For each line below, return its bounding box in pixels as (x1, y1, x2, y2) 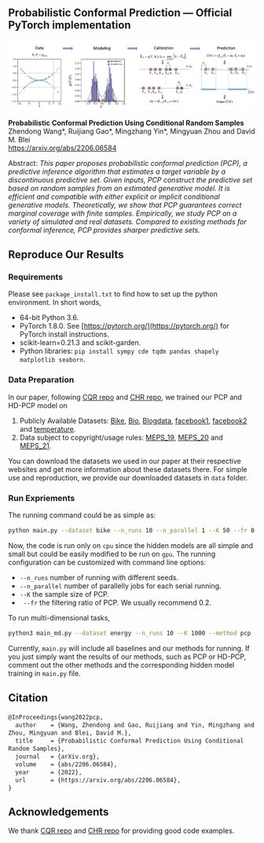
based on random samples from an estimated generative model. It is (8, 183, 230, 193)
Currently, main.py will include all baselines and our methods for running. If (8, 643, 250, 653)
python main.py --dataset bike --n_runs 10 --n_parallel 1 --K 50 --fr (8, 526, 247, 534)
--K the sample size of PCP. (19, 589, 110, 598)
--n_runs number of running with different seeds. (19, 572, 179, 582)
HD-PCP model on (8, 400, 68, 410)
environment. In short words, (8, 298, 102, 307)
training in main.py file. (8, 668, 81, 678)
